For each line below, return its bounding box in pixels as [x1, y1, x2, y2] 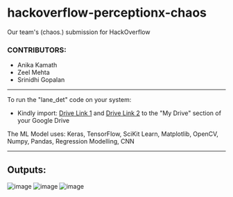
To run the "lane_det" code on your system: [7, 96, 132, 104]
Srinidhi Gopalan [17, 76, 65, 84]
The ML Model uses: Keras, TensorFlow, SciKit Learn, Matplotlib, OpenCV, [7, 130, 218, 138]
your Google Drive [17, 117, 70, 125]
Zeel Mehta [17, 68, 50, 77]
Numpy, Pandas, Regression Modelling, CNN [7, 137, 135, 146]
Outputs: [7, 164, 46, 175]
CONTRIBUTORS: [7, 45, 67, 55]
